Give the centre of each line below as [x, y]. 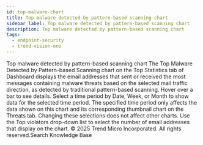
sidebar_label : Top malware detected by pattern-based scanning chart [98, 23]
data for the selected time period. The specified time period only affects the [102, 102]
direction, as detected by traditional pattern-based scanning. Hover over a [100, 89]
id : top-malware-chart [35, 12]
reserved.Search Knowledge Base [49, 135]
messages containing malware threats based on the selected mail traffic [97, 83]
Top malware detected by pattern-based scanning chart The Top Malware [99, 63]
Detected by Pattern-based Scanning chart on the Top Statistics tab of [95, 70]
